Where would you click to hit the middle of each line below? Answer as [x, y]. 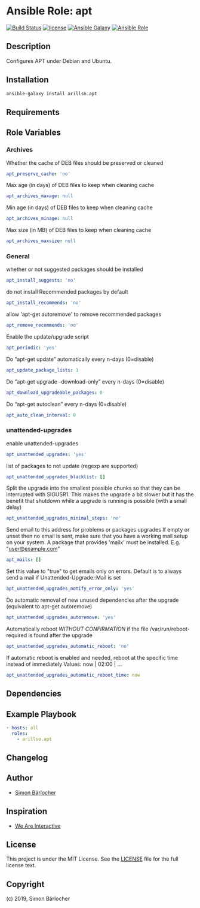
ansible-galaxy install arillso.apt [52, 93]
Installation [27, 80]
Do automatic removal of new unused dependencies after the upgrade [93, 600]
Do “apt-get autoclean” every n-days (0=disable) [67, 404]
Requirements [33, 112]
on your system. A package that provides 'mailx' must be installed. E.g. [93, 542]
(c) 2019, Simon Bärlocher [38, 899]
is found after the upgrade [60, 635]
